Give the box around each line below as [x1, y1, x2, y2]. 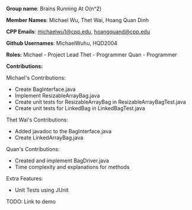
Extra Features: [6, 175, 43, 182]
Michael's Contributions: [6, 74, 66, 81]
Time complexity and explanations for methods [14, 164, 130, 170]
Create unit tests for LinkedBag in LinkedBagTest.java [14, 105, 145, 112]
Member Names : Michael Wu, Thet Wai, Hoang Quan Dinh [6, 17, 149, 23]
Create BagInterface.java [14, 86, 76, 93]
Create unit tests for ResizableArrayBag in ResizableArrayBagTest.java [14, 98, 187, 105]
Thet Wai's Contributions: [6, 116, 69, 123]
